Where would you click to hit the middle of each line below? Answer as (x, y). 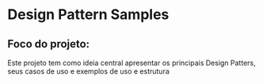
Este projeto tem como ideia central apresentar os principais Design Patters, (131, 63)
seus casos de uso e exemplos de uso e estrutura (88, 71)
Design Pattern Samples (88, 15)
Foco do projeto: (49, 44)
